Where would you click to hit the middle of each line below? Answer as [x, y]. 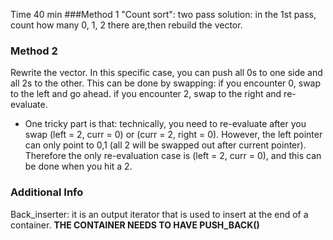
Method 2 [34, 51]
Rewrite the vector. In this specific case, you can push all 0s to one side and [166, 73]
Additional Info [47, 192]
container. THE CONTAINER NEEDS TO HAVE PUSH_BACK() [135, 225]
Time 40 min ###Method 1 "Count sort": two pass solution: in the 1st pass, [163, 14]
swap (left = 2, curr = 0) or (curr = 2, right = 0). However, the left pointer [173, 135]
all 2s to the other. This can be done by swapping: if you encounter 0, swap [166, 83]
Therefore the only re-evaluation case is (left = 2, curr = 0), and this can [173, 156]
